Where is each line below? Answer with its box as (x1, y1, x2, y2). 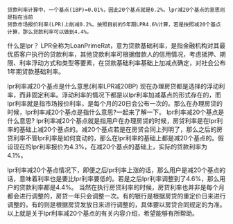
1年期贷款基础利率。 (7, 68, 64, 75)
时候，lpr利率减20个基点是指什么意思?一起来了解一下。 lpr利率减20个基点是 (7, 108, 225, 116)
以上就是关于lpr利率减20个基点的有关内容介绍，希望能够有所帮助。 (7, 209, 199, 217)
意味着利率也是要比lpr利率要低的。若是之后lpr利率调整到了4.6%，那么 (19, 175, 220, 183)
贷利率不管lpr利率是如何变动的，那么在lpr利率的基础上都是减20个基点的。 (7, 134, 218, 142)
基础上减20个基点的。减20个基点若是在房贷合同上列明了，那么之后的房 (19, 125, 223, 133)
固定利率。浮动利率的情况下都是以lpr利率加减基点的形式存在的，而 (31, 91, 222, 99)
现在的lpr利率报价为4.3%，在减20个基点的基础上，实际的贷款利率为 (12, 142, 208, 151)
